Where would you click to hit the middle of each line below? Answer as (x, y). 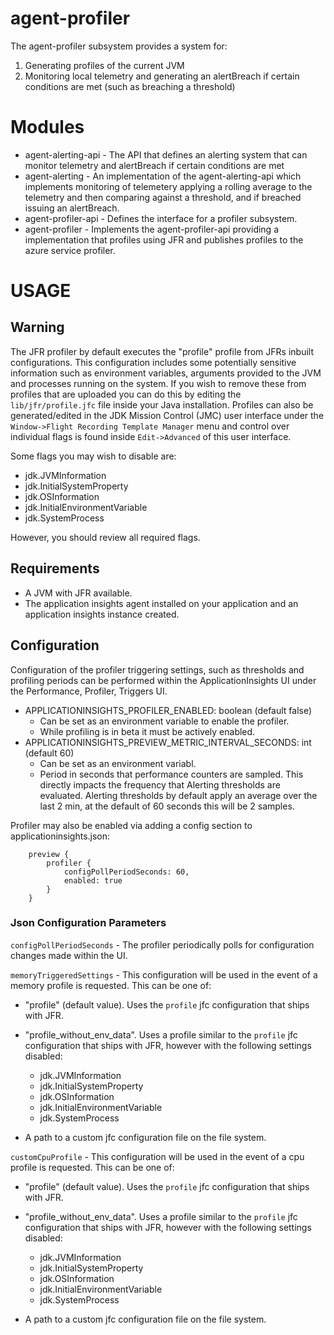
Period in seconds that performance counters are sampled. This (171, 774)
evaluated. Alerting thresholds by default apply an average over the (178, 795)
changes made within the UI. (69, 955)
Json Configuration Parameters (88, 923)
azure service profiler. (70, 250)
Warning (37, 327)
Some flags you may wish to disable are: (93, 456)
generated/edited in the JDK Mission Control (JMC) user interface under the (167, 415)
